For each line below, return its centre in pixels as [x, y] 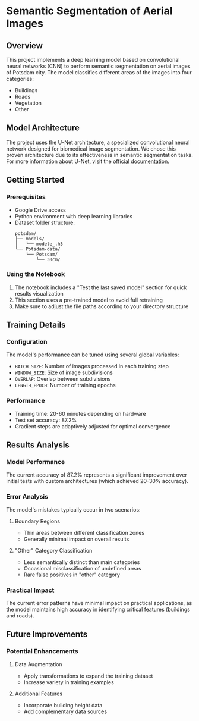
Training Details [36, 325]
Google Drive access [40, 210]
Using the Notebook [36, 274]
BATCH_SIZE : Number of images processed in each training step [92, 366]
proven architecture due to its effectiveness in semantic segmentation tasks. [99, 155]
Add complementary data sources [65, 711]
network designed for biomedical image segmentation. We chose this [91, 148]
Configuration [27, 342]
